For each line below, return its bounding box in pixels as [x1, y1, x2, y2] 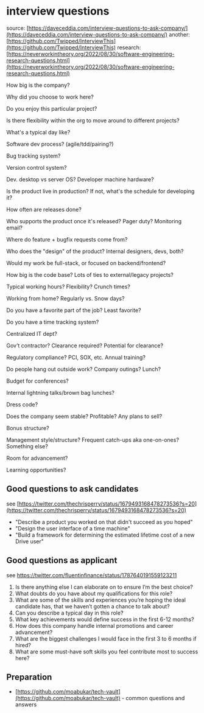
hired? [15, 641, 32, 649]
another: [169, 30, 190, 38]
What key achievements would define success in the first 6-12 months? [15, 616, 194, 623]
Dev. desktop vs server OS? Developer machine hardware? [6, 175, 154, 183]
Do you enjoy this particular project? [6, 105, 97, 112]
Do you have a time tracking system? [6, 318, 99, 325]
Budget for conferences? [6, 377, 69, 384]
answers [15, 701, 37, 708]
